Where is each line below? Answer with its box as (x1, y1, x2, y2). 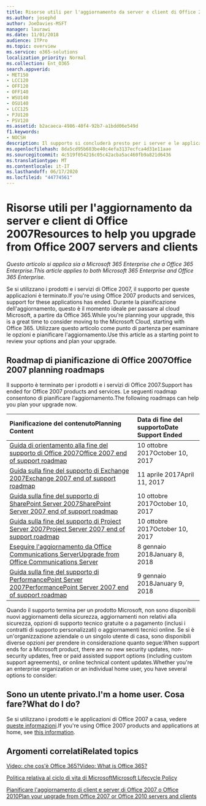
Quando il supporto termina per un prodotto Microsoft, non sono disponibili (6, 606, 196, 614)
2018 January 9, (137, 579, 185, 587)
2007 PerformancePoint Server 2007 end (9, 583, 129, 591)
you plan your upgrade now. (6, 400, 77, 408)
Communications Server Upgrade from (9, 550, 120, 559)
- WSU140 (6, 95, 29, 101)
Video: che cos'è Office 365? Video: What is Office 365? (6, 762, 148, 770)
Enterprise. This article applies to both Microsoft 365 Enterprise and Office (6, 266, 194, 274)
